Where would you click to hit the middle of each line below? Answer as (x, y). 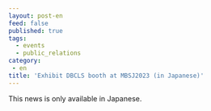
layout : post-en (36, 16)
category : (25, 61)
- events (30, 46)
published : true (36, 31)
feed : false (28, 23)
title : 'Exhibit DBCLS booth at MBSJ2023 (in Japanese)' (106, 76)
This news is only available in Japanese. (75, 98)
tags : (17, 38)
